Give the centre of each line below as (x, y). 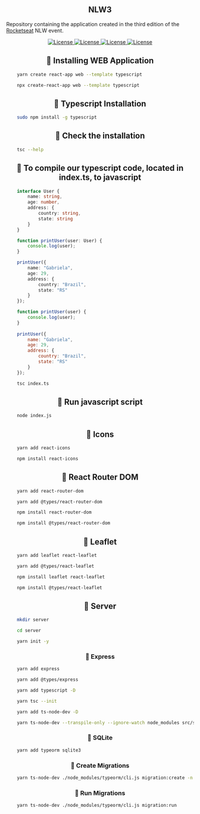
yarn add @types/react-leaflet (56, 566)
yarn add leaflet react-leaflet (57, 555)
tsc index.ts (33, 383)
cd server (29, 631)
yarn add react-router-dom (50, 491)
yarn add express (38, 669)
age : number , (44, 202)
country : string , (60, 214)
